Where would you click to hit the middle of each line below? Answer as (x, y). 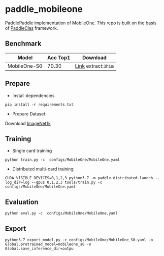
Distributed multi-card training (43, 169)
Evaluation (22, 202)
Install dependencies (33, 96)
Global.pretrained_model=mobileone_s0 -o (48, 244)
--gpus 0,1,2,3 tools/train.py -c (67, 182)
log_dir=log (17, 182)
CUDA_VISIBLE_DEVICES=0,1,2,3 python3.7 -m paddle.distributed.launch (79, 178)
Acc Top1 (59, 57)
